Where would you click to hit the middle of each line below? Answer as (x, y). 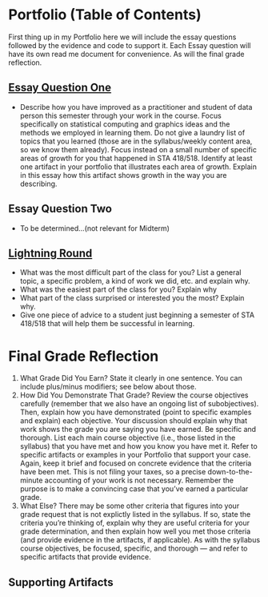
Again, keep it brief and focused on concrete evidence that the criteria (136, 463)
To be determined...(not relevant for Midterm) (95, 228)
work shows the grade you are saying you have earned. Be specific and (138, 430)
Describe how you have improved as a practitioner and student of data (136, 107)
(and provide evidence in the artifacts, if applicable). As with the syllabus (140, 540)
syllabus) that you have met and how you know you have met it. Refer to (138, 446)
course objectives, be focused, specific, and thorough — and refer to (134, 549)
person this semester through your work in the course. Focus (120, 115)
